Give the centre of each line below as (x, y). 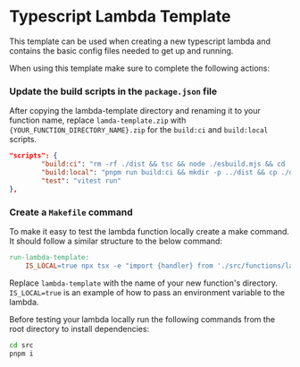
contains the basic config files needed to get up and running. (121, 50)
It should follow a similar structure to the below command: (116, 241)
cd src (21, 345)
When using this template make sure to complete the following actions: (140, 68)
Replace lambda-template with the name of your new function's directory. (144, 283)
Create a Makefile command (71, 212)
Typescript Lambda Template (120, 17)
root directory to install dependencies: (79, 329)
